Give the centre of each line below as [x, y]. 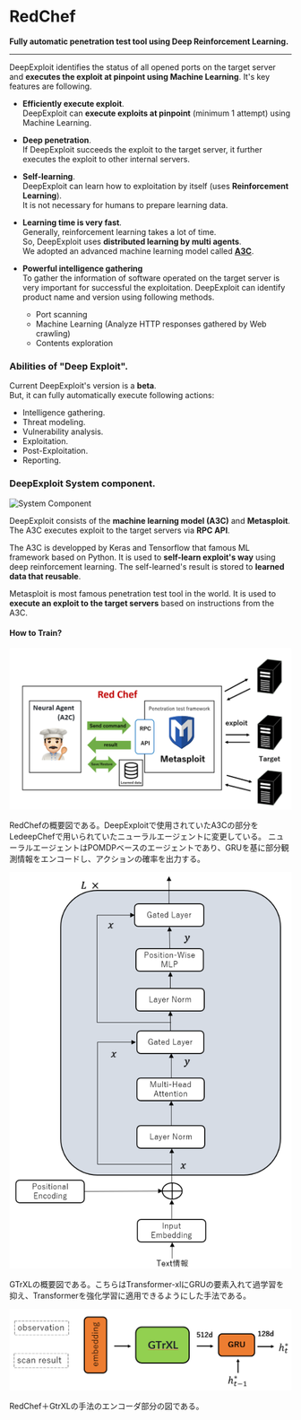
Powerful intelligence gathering [82, 268]
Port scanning [61, 314]
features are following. [51, 86]
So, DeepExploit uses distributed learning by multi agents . [132, 241]
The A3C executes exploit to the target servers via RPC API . [120, 530]
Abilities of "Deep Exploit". [69, 366]
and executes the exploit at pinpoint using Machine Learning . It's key [140, 76]
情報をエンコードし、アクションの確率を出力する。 [111, 858]
